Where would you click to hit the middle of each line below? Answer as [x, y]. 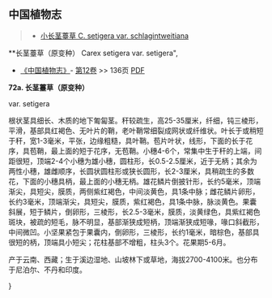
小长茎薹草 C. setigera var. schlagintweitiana [114, 36]
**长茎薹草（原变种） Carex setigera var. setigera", [93, 53]
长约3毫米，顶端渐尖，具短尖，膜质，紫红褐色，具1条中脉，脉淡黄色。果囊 [133, 201]
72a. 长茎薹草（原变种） [49, 87]
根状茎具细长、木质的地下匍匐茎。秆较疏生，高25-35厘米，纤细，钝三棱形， [136, 120]
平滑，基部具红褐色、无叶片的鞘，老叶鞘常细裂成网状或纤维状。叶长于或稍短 [136, 130]
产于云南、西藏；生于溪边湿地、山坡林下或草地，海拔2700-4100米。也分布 [133, 259]
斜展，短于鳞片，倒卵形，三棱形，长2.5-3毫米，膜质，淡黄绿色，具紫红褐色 [134, 212]
